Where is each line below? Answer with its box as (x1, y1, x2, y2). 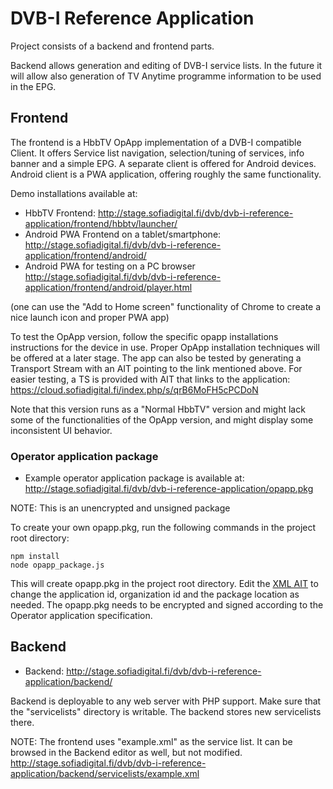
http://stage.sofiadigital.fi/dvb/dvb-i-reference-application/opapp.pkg (24, 483, 314, 495)
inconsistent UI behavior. (10, 424, 113, 436)
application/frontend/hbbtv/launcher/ (24, 217, 178, 229)
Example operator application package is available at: (24, 472, 245, 484)
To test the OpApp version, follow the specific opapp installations (10, 330, 279, 342)
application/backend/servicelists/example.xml (10, 767, 200, 779)
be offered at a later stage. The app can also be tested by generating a (10, 352, 302, 364)
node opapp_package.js (10, 560, 105, 571)
